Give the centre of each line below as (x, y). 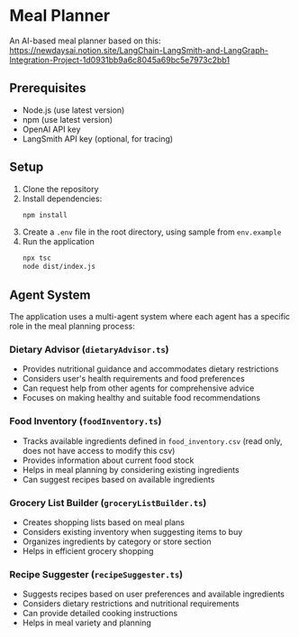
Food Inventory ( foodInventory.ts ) (86, 421)
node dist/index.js (59, 267)
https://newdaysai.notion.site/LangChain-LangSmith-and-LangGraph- (139, 50)
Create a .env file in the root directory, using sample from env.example (152, 232)
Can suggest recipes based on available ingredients (118, 479)
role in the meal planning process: (72, 326)
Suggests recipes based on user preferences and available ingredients (154, 594)
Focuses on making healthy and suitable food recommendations (141, 398)
